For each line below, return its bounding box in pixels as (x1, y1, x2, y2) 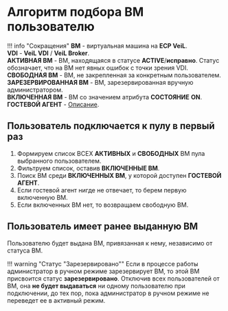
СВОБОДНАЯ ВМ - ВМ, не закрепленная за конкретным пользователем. (7, 70, 222, 79)
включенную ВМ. (16, 193, 68, 201)
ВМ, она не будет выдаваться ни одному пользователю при (7, 281, 185, 290)
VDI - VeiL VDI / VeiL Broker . (7, 49, 90, 57)
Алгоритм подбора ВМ (7, 4, 144, 20)
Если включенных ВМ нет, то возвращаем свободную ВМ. (16, 201, 189, 209)
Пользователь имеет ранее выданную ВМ (7, 221, 198, 232)
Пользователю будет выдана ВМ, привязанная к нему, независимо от (7, 239, 213, 247)
